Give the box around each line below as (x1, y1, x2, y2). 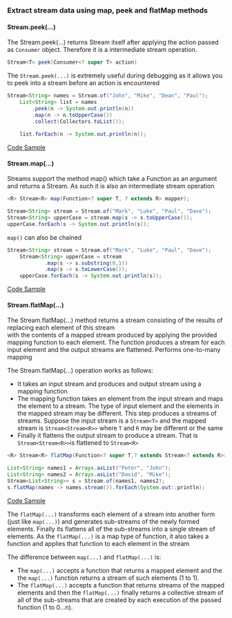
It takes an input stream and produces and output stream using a (17, 380, 202, 388)
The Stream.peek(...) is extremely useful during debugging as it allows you (7, 71, 223, 80)
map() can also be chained (7, 233, 82, 241)
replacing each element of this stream (7, 324, 115, 332)
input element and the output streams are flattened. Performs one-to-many (7, 346, 221, 354)
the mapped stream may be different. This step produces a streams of (17, 409, 217, 418)
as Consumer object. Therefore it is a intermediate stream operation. (7, 46, 197, 54)
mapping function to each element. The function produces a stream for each (7, 338, 225, 346)
